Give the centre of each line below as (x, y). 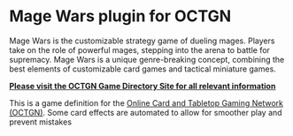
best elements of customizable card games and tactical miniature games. (143, 69)
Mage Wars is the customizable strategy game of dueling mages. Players (142, 41)
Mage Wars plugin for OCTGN (120, 16)
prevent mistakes (41, 122)
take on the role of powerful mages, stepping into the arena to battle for (139, 49)
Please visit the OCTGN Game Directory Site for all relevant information (143, 86)
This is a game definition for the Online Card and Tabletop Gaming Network (146, 102)
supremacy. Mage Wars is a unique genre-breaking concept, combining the (147, 59)
